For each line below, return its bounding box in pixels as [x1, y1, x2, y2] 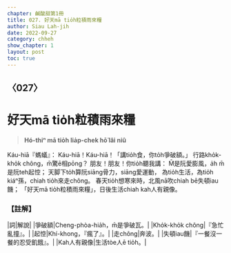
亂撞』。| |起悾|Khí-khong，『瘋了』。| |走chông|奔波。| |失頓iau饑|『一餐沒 [7, 230, 217, 238]
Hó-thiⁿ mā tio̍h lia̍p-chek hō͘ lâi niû [23, 136, 126, 145]
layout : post [7, 49, 45, 56]
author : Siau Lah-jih [7, 23, 70, 30]
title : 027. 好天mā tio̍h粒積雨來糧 [7, 17, 102, 23]
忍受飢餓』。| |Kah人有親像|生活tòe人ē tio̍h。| [19, 239, 147, 247]
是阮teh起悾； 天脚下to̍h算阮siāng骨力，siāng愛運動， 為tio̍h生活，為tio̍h [7, 168, 214, 176]
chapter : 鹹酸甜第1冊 [7, 10, 64, 17]
